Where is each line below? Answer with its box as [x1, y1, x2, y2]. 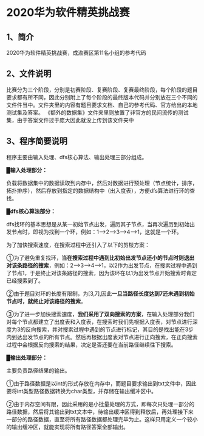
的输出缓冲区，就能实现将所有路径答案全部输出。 [6, 423, 129, 431]
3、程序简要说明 [6, 136, 68, 146]
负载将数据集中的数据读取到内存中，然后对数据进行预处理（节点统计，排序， [6, 179, 198, 187]
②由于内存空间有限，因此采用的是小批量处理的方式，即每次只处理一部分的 [6, 400, 195, 407]
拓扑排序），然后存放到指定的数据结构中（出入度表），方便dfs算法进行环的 [6, 187, 190, 194]
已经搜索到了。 [6, 277, 44, 284]
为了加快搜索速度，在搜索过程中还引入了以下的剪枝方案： [6, 241, 150, 248]
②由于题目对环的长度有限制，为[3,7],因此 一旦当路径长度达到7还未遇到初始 [6, 290, 195, 297]
